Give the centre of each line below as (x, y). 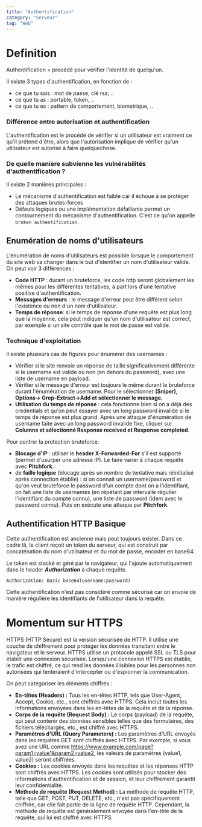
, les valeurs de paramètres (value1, (138, 753)
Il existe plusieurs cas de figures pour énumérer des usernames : (87, 354)
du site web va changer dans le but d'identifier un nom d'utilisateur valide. (98, 262)
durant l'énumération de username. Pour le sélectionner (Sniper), (96, 392)
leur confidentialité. (39, 785)
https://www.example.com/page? (112, 746)
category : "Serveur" (32, 18)
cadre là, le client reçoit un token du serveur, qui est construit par (87, 545)
